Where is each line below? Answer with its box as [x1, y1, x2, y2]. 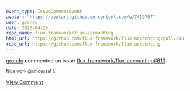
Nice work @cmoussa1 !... [6, 68, 58, 74]
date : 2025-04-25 [6, 24, 49, 31]
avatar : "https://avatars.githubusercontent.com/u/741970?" [6, 14, 156, 20]
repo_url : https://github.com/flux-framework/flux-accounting [6, 41, 161, 47]
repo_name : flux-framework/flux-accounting [6, 30, 114, 36]
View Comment [6, 78, 43, 85]
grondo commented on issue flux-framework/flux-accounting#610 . [6, 57, 167, 64]
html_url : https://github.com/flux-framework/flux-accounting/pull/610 [6, 36, 184, 41]
